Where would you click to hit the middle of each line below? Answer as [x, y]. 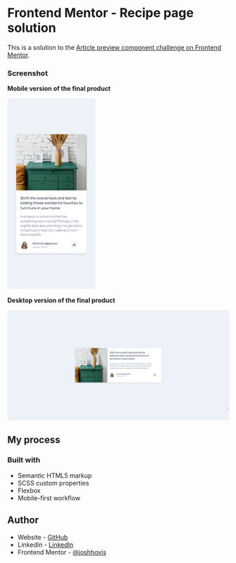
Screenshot [27, 73]
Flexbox [29, 490]
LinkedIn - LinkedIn [45, 545]
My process [34, 440]
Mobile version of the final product [59, 89]
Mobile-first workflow [49, 497]
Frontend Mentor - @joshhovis [62, 552]
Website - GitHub [43, 537]
